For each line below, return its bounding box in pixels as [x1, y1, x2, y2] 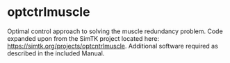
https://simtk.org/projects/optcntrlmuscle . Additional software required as [7, 42, 219, 50]
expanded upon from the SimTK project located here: [7, 34, 160, 42]
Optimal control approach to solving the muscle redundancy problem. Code [7, 27, 224, 35]
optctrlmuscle [7, 4, 90, 20]
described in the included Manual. [7, 49, 105, 57]
